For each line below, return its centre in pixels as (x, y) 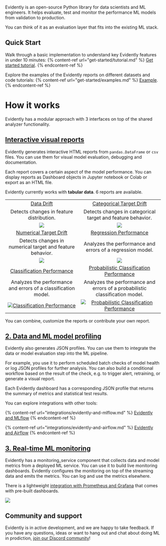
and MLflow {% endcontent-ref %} (41, 418)
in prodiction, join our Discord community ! (48, 538)
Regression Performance (120, 232)
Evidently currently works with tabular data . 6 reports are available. (74, 192)
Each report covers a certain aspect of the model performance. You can (78, 172)
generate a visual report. (30, 379)
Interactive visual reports (45, 140)
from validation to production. (35, 18)
